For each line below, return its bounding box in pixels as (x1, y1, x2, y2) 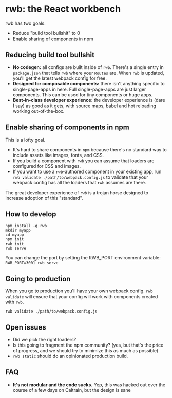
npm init (5, 237, 24, 242)
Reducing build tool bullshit (5, 50, 95, 59)
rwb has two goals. (5, 20, 46, 26)
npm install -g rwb (5, 223, 47, 229)
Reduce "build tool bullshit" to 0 (12, 30, 81, 36)
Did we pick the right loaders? (12, 337, 77, 342)
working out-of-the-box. (12, 108, 65, 114)
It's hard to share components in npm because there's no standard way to (12, 146, 167, 152)
